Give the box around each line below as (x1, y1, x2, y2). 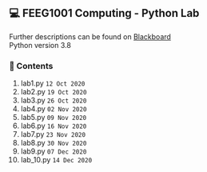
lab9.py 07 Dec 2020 (20, 146, 87, 156)
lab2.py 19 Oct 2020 (20, 87, 87, 97)
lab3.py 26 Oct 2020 (20, 95, 87, 106)
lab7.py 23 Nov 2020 (20, 130, 86, 139)
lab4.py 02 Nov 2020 (20, 104, 87, 114)
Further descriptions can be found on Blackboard (9, 31, 171, 42)
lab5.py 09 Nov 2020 (20, 113, 87, 122)
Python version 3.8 (9, 40, 71, 50)
